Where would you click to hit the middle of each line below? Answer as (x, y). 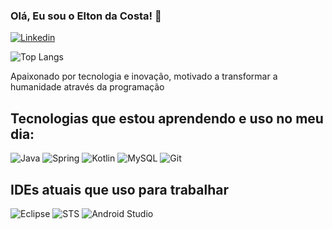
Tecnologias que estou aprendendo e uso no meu (167, 118)
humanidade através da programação (87, 87)
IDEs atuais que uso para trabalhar (119, 189)
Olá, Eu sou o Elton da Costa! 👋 (86, 16)
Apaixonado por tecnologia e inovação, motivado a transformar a (144, 76)
